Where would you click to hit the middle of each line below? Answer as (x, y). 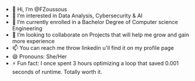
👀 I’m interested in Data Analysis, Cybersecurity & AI (77, 16)
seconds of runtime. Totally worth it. (57, 72)
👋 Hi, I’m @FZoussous (40, 9)
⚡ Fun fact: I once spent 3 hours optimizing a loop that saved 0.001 (95, 63)
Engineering (27, 28)
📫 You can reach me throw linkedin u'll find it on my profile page (93, 48)
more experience (33, 41)
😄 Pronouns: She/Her (39, 56)
